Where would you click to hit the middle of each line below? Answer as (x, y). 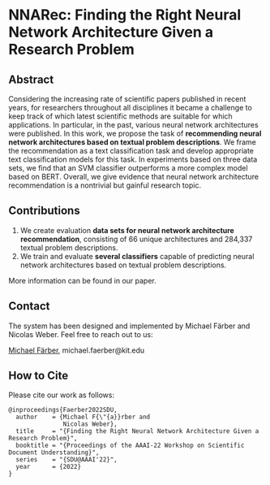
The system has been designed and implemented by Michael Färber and (129, 326)
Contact (29, 306)
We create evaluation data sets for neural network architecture (127, 230)
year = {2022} (49, 467)
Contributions (44, 211)
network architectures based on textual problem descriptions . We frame (133, 142)
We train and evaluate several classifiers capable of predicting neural (137, 256)
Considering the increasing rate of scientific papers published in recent (127, 99)
